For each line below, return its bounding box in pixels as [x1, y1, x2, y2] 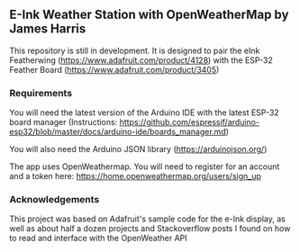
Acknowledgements [9, 193, 100, 206]
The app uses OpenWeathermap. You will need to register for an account [9, 161, 280, 172]
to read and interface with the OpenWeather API [9, 233, 187, 244]
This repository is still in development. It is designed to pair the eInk [9, 45, 260, 56]
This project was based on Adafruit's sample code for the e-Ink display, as [9, 213, 286, 224]
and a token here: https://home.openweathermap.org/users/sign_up [9, 171, 261, 182]
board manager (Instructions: [9, 117, 118, 128]
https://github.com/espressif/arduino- [119, 117, 259, 128]
